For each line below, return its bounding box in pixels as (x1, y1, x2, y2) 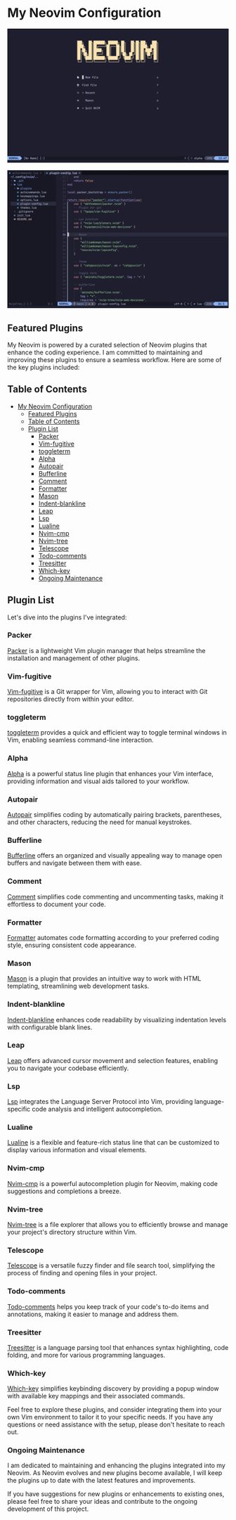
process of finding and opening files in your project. (7, 1269, 157, 1277)
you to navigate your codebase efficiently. (7, 1064, 129, 1072)
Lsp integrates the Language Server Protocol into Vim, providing (7, 1097, 193, 1106)
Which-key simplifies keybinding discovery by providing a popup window (7, 1384, 219, 1393)
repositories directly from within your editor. (7, 695, 135, 704)
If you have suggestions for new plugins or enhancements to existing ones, (7, 1490, 225, 1498)
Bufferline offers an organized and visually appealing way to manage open (7, 851, 223, 860)
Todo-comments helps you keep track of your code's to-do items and (7, 1302, 209, 1310)
